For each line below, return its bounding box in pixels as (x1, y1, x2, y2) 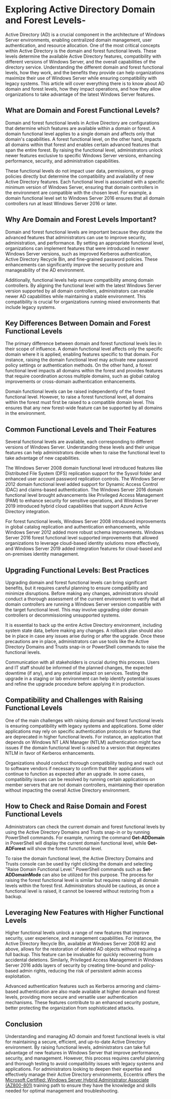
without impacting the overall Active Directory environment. (5, 787, 131, 793)
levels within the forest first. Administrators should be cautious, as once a (5, 882, 160, 889)
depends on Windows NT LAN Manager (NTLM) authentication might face (5, 739, 161, 745)
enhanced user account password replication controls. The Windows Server (5, 476, 165, 482)
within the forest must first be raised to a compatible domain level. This (5, 399, 155, 406)
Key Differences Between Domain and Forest (5, 319, 151, 327)
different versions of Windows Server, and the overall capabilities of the (5, 58, 156, 65)
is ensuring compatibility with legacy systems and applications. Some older (5, 723, 163, 729)
